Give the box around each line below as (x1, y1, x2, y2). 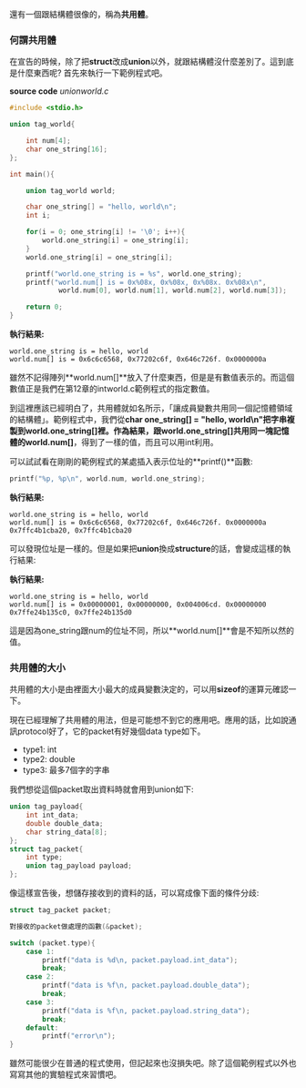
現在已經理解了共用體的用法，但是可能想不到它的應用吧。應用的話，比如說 (9, 715, 289, 726)
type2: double (22, 754, 76, 765)
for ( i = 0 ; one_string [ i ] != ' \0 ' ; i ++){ (25, 228, 186, 237)
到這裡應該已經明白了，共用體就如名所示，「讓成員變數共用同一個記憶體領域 (9, 402, 293, 413)
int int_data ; (25, 810, 79, 820)
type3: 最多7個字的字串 (22, 765, 110, 776)
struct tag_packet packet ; (9, 906, 112, 915)
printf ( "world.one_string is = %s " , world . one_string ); (25, 269, 243, 279)
